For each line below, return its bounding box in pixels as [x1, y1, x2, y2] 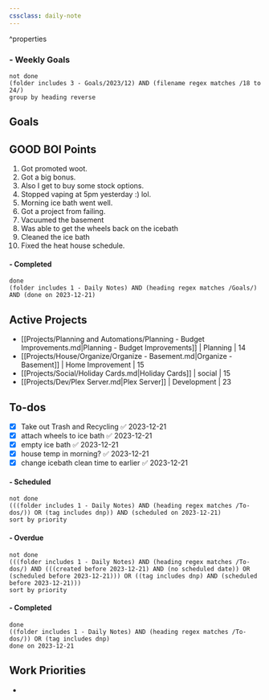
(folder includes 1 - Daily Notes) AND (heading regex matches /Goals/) [9, 284, 258, 292]
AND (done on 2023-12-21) [9, 291, 96, 299]
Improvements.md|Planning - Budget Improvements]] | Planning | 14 [20, 343, 246, 352]
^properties [9, 34, 47, 43]
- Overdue [9, 533, 44, 543]
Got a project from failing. [20, 207, 106, 216]
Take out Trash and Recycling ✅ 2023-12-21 [20, 422, 167, 431]
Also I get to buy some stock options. [20, 181, 144, 191]
